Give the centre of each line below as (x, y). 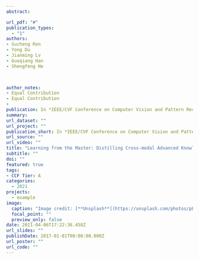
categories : (21, 181)
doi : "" (16, 159)
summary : (17, 115)
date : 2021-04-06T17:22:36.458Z (46, 225)
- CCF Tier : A (24, 176)
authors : (17, 39)
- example (23, 198)
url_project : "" (26, 126)
